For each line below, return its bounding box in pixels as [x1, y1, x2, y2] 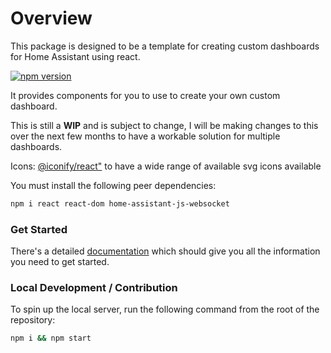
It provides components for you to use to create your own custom [10, 89, 281, 101]
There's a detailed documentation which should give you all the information [10, 245, 321, 257]
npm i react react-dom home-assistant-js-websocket [10, 198, 230, 209]
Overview [10, 7, 93, 30]
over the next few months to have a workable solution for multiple [10, 130, 281, 142]
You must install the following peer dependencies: [10, 179, 217, 191]
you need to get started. [10, 256, 110, 268]
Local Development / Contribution [10, 281, 178, 295]
